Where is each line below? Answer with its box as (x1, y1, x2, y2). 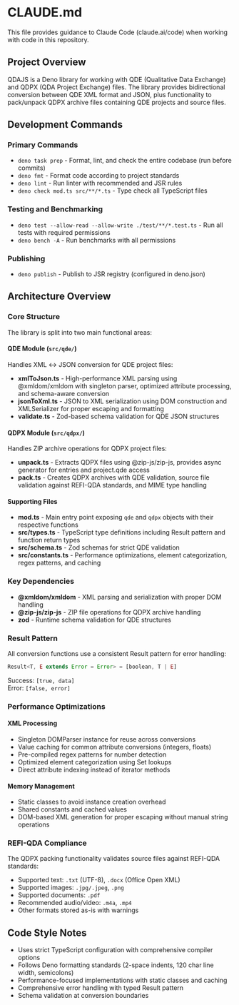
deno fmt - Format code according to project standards (17, 171, 180, 180)
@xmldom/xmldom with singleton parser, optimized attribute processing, (17, 381, 232, 390)
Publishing (7, 253, 46, 263)
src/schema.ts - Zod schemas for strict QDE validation (17, 543, 180, 552)
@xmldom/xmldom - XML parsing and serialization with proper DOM (17, 592, 222, 601)
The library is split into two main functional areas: (7, 328, 152, 336)
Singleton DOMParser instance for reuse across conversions (17, 734, 196, 743)
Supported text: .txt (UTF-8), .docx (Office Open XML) (17, 876, 180, 884)
